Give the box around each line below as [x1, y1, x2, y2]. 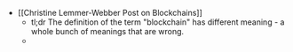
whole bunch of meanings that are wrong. [30, 26, 185, 36]
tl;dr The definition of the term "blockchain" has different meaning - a [30, 17, 285, 27]
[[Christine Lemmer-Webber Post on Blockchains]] [17, 8, 202, 18]
